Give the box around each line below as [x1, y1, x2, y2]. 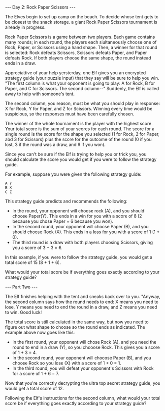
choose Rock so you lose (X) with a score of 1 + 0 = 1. [12, 360, 122, 366]
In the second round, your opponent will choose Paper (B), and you [12, 224, 149, 229]
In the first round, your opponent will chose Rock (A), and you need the [12, 339, 157, 345]
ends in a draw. [5, 60, 36, 66]
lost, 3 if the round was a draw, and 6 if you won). [5, 142, 106, 148]
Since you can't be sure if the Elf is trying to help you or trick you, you [5, 151, 147, 157]
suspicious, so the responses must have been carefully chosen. [5, 111, 134, 117]
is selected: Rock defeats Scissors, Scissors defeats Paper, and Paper [5, 50, 147, 55]
